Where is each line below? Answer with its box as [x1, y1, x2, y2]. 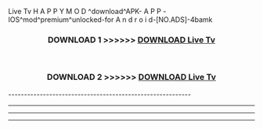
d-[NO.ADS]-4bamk [148, 15, 213, 24]
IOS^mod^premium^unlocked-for [8, 15, 114, 24]
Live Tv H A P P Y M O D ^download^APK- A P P [8, 7, 162, 16]
